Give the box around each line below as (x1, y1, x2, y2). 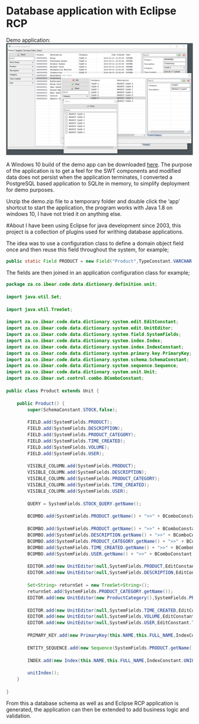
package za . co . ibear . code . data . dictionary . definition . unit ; (6, 281, 158, 288)
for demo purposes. (6, 186, 54, 194)
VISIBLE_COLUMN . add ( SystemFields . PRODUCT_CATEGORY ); (27, 476, 161, 482)
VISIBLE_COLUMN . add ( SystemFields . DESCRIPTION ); (27, 470, 147, 476)
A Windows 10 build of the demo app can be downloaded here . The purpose (6, 161, 192, 168)
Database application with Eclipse (6, 4, 176, 18)
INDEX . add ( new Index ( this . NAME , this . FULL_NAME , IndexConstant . (27, 657, 184, 663)
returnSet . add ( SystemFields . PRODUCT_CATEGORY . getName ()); (27, 588, 174, 594)
